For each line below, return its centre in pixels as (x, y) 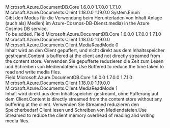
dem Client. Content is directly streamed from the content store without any (84, 99)
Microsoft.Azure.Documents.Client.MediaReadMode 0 (62, 45)
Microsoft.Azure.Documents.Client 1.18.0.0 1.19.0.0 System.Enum (73, 12)
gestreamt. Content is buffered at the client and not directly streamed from (83, 56)
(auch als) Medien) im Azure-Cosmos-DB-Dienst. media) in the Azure (78, 23)
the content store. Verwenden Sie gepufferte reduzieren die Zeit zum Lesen (84, 61)
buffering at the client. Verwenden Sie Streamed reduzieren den (72, 105)
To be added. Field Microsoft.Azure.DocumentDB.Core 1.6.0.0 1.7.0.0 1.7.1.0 (83, 34)
